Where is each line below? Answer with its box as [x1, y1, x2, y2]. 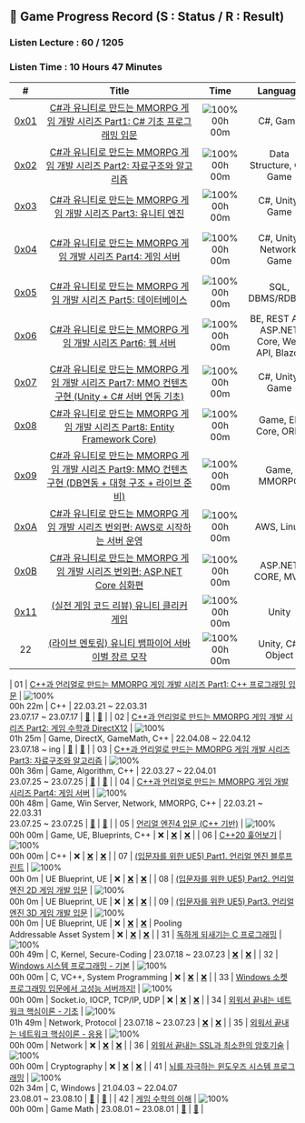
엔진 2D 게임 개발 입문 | [9, 884, 93, 896]
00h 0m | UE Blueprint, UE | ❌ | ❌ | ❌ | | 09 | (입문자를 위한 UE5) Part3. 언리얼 [9, 896, 295, 907]
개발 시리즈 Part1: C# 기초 [57, 115, 165, 127]
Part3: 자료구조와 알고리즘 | [9, 755, 107, 766]
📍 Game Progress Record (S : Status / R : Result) [9, 9, 284, 25]
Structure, [249, 158, 292, 171]
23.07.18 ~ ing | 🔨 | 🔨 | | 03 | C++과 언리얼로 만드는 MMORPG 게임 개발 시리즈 [9, 743, 290, 755]
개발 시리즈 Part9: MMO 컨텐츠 [62, 463, 188, 476]
